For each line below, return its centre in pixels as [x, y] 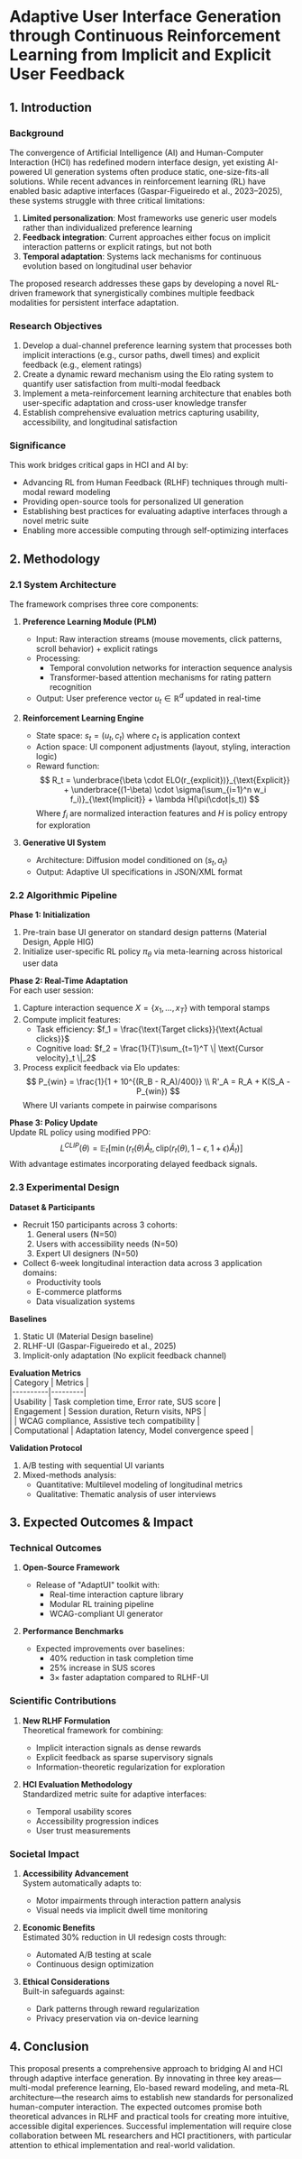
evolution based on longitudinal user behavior [107, 266]
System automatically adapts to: [82, 1883]
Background [37, 133]
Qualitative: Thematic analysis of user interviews [126, 1493]
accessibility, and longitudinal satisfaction [100, 422]
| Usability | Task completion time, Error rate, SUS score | [115, 1401]
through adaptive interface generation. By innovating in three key [130, 2078]
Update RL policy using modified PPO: [80, 1132]
